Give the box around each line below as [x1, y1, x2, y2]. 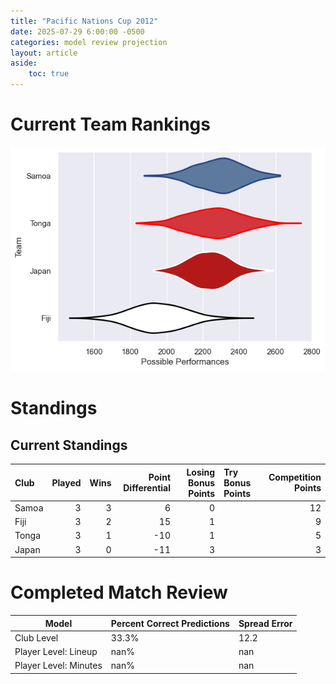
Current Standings [10, 436, 128, 454]
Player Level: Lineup [14, 646, 98, 658]
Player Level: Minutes [14, 660, 103, 672]
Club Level [14, 631, 59, 644]
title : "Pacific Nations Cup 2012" [10, 16, 159, 26]
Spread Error [238, 617, 293, 629]
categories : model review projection [10, 37, 168, 47]
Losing [186, 466, 216, 478]
